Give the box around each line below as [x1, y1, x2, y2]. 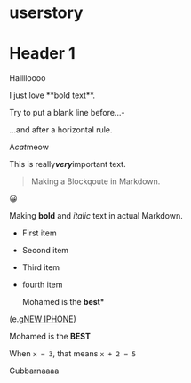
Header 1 [9, 44, 76, 64]
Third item [21, 262, 60, 273]
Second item [21, 245, 69, 256]
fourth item [21, 279, 63, 291]
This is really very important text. [9, 159, 126, 170]
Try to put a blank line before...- [9, 108, 125, 118]
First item [21, 227, 57, 238]
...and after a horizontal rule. [9, 124, 113, 135]
